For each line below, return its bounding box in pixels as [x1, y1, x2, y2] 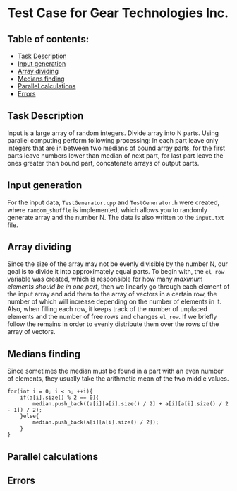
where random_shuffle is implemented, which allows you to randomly [7, 205, 208, 214]
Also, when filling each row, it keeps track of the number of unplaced [7, 305, 208, 313]
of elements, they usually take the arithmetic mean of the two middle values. [7, 374, 229, 383]
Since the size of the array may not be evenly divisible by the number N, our [7, 260, 228, 268]
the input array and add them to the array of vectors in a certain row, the [7, 290, 217, 299]
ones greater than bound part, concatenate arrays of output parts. [7, 158, 200, 167]
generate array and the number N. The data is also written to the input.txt [7, 213, 224, 221]
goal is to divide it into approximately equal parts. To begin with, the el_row [7, 267, 225, 276]
